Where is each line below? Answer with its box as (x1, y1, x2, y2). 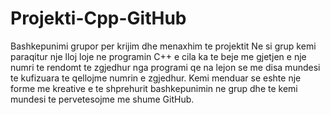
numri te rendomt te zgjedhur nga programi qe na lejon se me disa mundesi (10, 61, 321, 73)
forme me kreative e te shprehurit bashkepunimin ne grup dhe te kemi (10, 82, 298, 94)
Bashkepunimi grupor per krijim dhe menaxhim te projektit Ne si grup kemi (10, 40, 317, 52)
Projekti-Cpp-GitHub (10, 7, 187, 30)
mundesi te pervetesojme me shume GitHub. (10, 93, 195, 105)
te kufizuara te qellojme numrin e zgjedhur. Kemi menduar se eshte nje (10, 72, 302, 84)
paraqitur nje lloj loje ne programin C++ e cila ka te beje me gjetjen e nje (10, 50, 307, 62)
